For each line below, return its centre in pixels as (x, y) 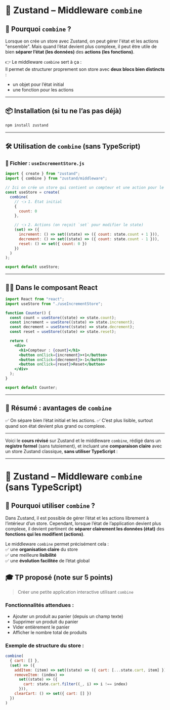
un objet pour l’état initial (38, 84)
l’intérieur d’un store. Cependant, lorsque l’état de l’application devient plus (83, 523)
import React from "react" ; (35, 299)
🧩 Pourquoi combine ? (38, 29)
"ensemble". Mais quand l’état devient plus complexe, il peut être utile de (81, 47)
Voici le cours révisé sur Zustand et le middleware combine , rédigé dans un (83, 440)
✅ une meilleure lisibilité (31, 555)
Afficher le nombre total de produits (50, 632)
